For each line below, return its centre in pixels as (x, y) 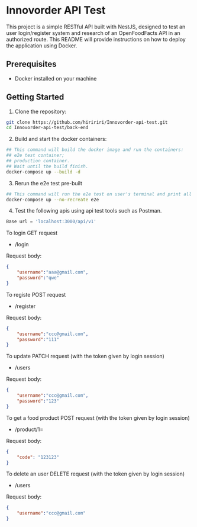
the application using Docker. (42, 46)
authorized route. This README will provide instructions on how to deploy (96, 39)
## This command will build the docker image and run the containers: (95, 150)
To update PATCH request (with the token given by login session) (85, 356)
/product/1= (29, 429)
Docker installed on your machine (56, 78)
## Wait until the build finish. (47, 166)
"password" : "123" (38, 401)
